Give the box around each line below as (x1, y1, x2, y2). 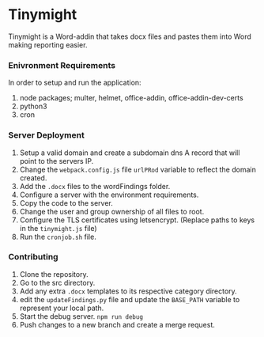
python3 (19, 101, 47, 112)
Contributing (8, 252, 58, 263)
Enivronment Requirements (8, 59, 116, 70)
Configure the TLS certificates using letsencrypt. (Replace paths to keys (19, 215, 255, 225)
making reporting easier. (8, 40, 88, 49)
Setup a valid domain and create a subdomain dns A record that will (19, 148, 240, 157)
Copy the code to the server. (19, 198, 113, 207)
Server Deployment (8, 130, 85, 141)
